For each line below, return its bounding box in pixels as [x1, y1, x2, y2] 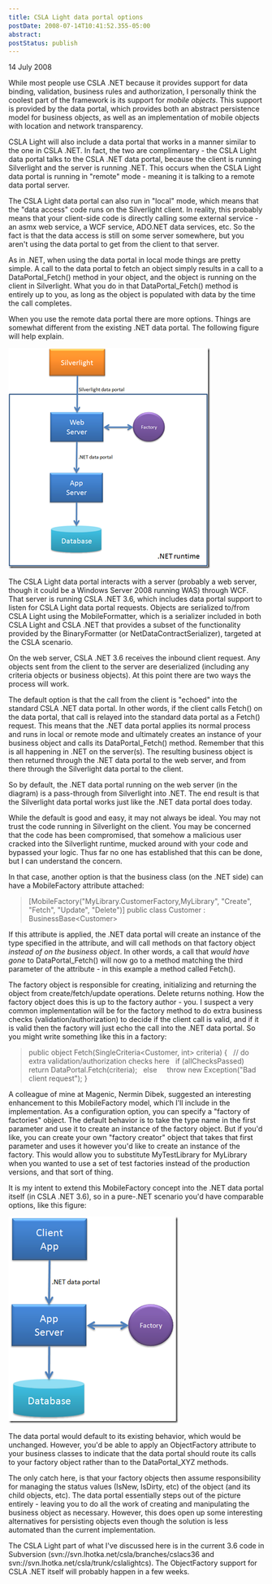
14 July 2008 [8, 62, 53, 72]
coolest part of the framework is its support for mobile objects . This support [8, 95, 262, 105]
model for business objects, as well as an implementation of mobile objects [8, 112, 260, 122]
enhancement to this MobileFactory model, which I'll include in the [8, 1098, 231, 1108]
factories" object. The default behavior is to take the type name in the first [8, 1116, 257, 1125]
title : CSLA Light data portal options [8, 13, 144, 21]
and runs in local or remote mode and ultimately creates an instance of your [8, 730, 262, 739]
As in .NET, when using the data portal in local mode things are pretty [8, 255, 241, 265]
